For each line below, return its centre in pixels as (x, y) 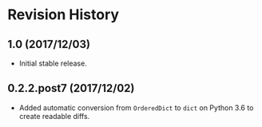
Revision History (64, 15)
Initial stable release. (53, 63)
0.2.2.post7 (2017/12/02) (71, 88)
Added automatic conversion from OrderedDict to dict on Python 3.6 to (136, 107)
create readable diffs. (54, 116)
